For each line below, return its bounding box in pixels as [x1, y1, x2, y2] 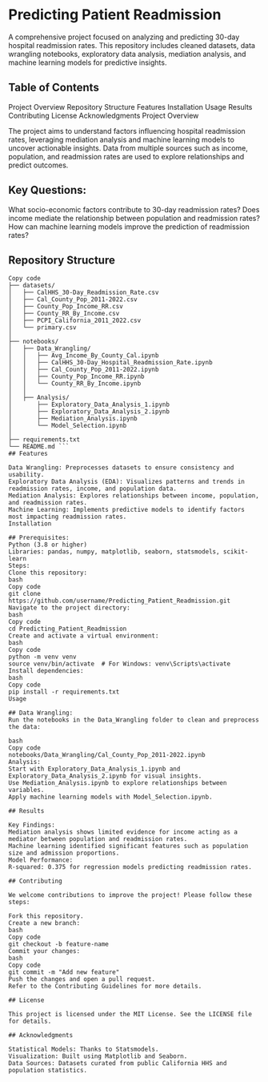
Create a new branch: [8, 919, 81, 927]
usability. [8, 471, 45, 479]
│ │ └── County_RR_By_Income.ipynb [8, 380, 142, 388]
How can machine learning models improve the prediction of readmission [8, 222, 250, 231]
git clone [8, 590, 42, 598]
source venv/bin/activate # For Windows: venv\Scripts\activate [8, 660, 230, 668]
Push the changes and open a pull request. [8, 975, 156, 983]
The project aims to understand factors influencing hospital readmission [8, 126, 246, 135]
